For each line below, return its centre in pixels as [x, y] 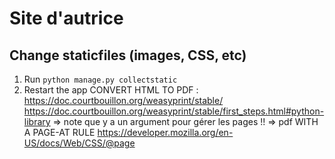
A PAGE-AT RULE [59, 132]
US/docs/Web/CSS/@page [79, 143]
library [37, 121]
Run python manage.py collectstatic [100, 79]
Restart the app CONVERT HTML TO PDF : [111, 90]
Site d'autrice [66, 18]
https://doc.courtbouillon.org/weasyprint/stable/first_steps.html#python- [174, 111]
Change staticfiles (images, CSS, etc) [128, 55]
